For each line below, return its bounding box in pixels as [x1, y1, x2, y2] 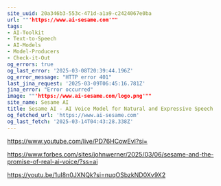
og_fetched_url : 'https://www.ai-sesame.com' [7, 111, 139, 118]
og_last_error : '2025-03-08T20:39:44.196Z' [7, 67, 134, 74]
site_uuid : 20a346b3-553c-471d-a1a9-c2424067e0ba [7, 10, 152, 17]
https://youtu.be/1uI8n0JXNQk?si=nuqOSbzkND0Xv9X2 [7, 170, 166, 178]
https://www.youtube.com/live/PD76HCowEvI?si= [7, 137, 148, 145]
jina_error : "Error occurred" [7, 86, 94, 93]
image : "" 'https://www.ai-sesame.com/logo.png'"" [7, 93, 152, 100]
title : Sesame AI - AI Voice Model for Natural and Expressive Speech [7, 105, 213, 112]
